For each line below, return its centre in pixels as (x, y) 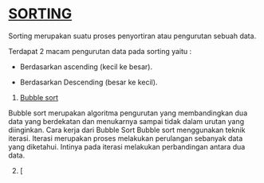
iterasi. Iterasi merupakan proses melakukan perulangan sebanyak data (126, 138)
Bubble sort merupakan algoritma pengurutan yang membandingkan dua (128, 113)
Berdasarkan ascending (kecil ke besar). (86, 66)
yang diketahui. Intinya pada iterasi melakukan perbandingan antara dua (127, 146)
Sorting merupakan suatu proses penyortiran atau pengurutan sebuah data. (132, 36)
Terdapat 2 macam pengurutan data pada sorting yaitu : (100, 51)
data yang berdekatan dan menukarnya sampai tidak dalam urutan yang (126, 121)
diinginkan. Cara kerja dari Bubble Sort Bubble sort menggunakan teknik (127, 130)
